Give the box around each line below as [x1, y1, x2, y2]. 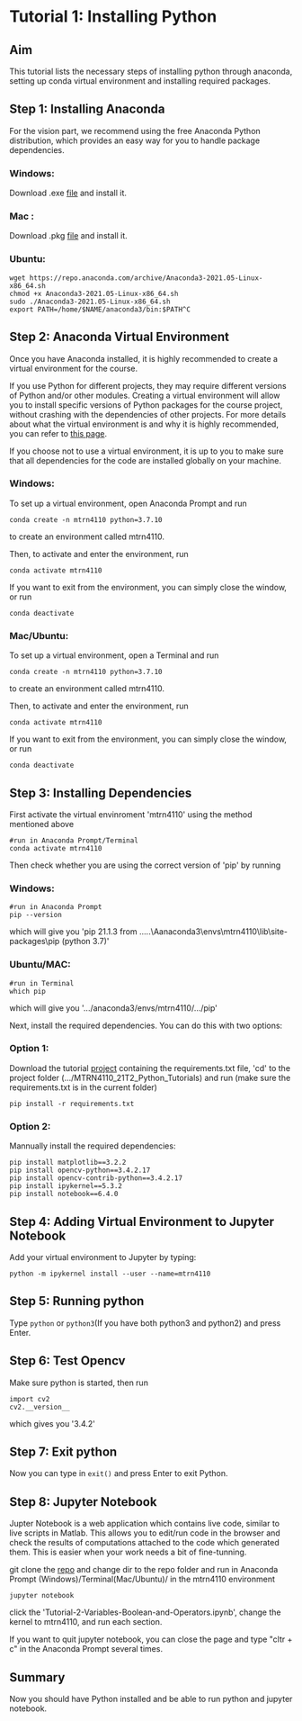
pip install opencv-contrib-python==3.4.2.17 [9, 1174, 182, 1183]
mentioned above [9, 818, 75, 829]
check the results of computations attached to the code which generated [9, 1537, 280, 1548]
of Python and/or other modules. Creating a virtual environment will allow [9, 390, 280, 401]
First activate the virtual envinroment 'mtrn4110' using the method [9, 808, 253, 820]
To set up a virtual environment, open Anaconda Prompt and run [9, 498, 247, 509]
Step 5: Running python [9, 1293, 145, 1309]
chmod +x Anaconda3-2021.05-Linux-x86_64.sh [9, 289, 179, 298]
